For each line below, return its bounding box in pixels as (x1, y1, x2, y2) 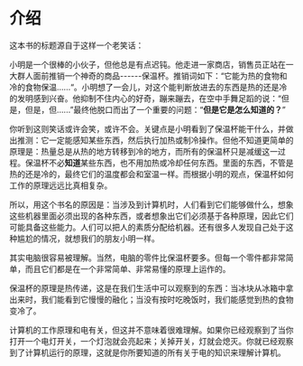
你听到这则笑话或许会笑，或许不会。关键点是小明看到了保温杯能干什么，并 (9, 123, 286, 134)
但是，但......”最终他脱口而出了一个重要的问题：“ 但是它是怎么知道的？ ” (24, 104, 286, 115)
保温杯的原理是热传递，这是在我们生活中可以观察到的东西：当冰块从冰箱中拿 (9, 282, 294, 294)
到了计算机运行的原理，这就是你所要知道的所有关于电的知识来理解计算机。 (9, 347, 286, 358)
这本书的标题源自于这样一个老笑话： (9, 40, 144, 51)
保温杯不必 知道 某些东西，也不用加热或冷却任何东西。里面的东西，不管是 (24, 157, 294, 168)
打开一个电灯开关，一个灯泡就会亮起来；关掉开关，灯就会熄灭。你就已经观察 (9, 335, 294, 346)
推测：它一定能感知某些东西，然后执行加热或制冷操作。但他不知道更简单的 (16, 135, 294, 145)
